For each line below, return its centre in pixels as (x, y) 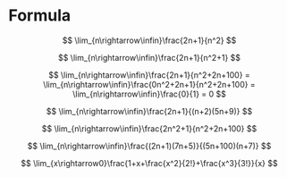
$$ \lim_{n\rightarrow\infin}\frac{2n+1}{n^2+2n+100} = (149, 75)
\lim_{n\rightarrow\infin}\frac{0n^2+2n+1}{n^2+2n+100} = (149, 84)
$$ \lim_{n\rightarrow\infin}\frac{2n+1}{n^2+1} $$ (149, 57)
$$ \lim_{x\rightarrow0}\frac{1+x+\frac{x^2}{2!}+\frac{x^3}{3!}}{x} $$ (149, 163)
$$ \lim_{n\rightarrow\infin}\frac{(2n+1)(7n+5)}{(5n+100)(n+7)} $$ (149, 146)
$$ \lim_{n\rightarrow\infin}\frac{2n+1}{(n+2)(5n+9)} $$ (149, 111)
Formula (40, 16)
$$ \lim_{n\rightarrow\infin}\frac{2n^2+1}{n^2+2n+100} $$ (149, 128)
